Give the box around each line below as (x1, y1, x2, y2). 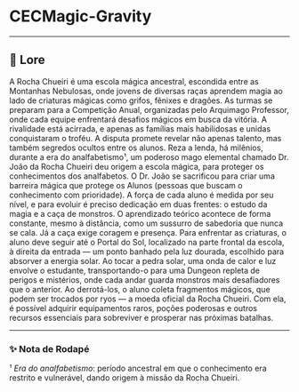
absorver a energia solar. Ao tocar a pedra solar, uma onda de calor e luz (9, 255, 277, 266)
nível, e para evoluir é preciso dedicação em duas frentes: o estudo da (9, 198, 268, 210)
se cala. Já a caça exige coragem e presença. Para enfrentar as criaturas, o (9, 227, 287, 237)
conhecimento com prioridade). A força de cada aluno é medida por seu (9, 189, 274, 200)
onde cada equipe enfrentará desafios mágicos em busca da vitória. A (9, 114, 267, 124)
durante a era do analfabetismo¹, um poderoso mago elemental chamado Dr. (9, 151, 289, 162)
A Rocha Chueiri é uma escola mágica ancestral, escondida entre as (9, 76, 260, 86)
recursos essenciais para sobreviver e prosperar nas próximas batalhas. (9, 312, 274, 323)
